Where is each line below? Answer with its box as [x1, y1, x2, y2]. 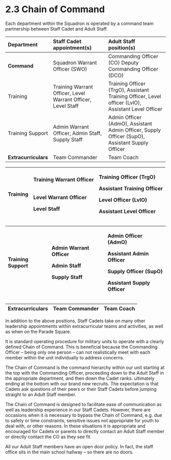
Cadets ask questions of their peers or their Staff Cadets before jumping [5, 386, 157, 392]
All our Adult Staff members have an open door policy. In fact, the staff [5, 443, 154, 449]
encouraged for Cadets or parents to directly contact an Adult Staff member [5, 428, 164, 434]
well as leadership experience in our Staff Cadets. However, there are [5, 407, 151, 413]
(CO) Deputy [108, 59, 139, 66]
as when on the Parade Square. [5, 328, 71, 334]
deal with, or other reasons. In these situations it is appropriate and [5, 423, 146, 429]
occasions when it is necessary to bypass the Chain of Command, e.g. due [5, 412, 162, 418]
